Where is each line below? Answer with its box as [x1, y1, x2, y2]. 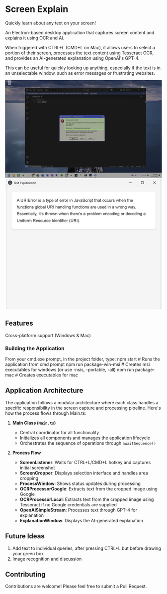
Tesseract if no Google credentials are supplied [19, 501, 117, 507]
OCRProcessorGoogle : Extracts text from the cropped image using [19, 485, 158, 491]
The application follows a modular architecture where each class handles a [5, 399, 159, 405]
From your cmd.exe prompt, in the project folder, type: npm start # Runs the [5, 356, 160, 362]
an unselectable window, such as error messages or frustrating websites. [5, 70, 155, 76]
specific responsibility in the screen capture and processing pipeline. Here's [5, 405, 161, 411]
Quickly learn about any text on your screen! [5, 20, 96, 26]
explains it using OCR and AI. [5, 35, 65, 41]
